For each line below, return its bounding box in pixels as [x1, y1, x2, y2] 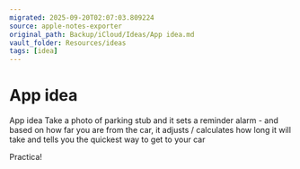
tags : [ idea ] [9, 47, 58, 56]
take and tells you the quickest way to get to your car [9, 134, 206, 145]
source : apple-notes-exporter [9, 22, 123, 31]
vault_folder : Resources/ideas [9, 38, 127, 48]
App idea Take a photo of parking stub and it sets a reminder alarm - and [9, 115, 278, 126]
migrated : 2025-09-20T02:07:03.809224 [9, 13, 154, 22]
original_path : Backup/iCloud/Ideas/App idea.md [9, 30, 195, 39]
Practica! [9, 152, 43, 163]
